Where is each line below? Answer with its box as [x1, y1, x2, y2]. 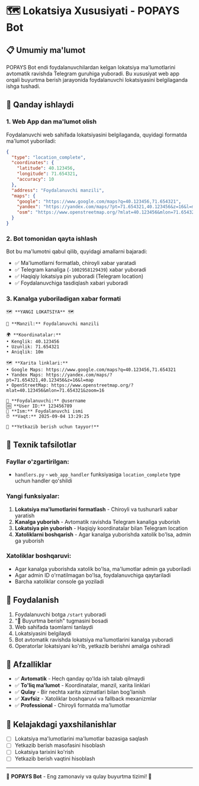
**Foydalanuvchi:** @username [11, 398, 86, 404]
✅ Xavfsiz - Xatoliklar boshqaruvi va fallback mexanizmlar [14, 695, 157, 702]
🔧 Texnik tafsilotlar [6, 439, 77, 450]
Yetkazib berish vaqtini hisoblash [14, 755, 96, 762]
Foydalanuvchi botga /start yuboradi [14, 611, 107, 618]
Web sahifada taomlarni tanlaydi [14, 623, 94, 631]
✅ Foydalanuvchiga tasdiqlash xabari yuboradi [14, 279, 129, 287]
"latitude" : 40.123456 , [17, 165, 76, 171]
